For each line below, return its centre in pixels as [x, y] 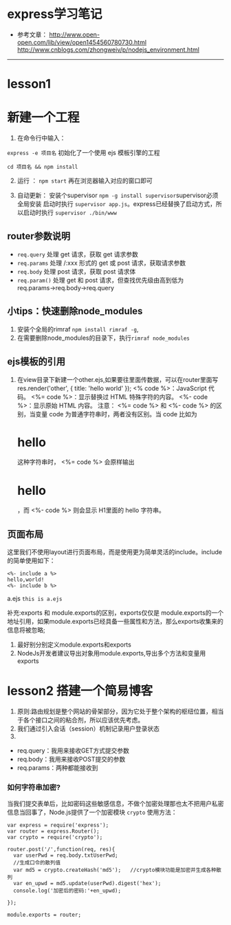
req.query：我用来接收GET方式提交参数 [73, 751]
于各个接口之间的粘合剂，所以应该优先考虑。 [80, 720]
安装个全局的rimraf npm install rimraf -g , [78, 329]
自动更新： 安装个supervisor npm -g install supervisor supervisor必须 [118, 195]
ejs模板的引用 [36, 362]
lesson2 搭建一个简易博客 [80, 691]
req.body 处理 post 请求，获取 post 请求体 [76, 271]
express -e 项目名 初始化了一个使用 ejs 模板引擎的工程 [84, 153]
